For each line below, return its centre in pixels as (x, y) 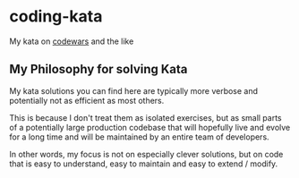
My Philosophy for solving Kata (98, 69)
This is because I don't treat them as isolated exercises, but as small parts (145, 117)
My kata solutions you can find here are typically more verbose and (133, 90)
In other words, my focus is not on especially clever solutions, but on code (146, 154)
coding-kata (56, 17)
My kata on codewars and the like (72, 41)
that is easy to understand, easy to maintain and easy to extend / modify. (144, 164)
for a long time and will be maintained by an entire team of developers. (140, 137)
